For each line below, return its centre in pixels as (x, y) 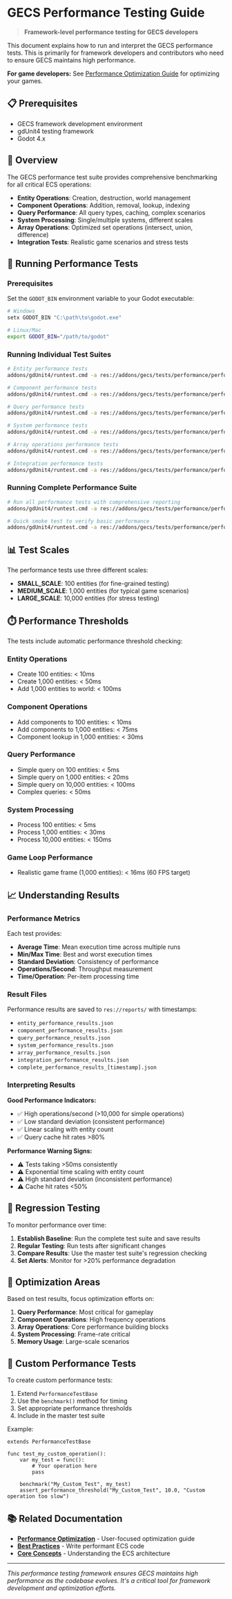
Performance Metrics (44, 918)
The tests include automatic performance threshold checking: (95, 641)
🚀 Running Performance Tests (73, 264)
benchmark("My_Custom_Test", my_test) (75, 1485)
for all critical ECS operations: (49, 184)
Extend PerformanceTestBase (57, 1394)
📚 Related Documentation (65, 1518)
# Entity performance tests (48, 369)
